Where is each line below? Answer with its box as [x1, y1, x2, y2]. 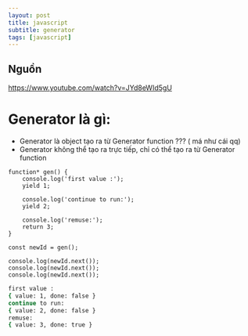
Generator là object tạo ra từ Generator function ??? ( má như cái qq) [19, 136, 241, 146]
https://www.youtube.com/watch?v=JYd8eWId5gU [8, 83, 172, 92]
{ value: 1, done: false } [8, 291, 96, 300]
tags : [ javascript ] [8, 33, 72, 42]
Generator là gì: [8, 110, 111, 128]
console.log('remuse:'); [22, 216, 103, 224]
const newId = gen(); [8, 244, 79, 251]
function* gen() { [8, 168, 68, 176]
